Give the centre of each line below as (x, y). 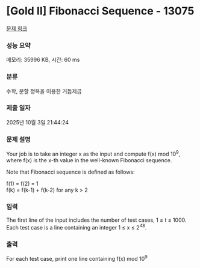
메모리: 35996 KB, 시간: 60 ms (43, 60)
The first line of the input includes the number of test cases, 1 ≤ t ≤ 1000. (96, 220)
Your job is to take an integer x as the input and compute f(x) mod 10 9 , (93, 153)
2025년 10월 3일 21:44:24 (38, 122)
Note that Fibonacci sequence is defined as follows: (70, 172)
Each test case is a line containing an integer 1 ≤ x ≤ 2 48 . (77, 227)
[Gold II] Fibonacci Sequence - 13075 (100, 11)
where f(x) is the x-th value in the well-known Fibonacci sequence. (89, 160)
